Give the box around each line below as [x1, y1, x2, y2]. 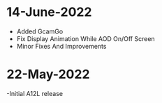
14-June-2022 [6, 4, 92, 20]
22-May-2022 [6, 67, 90, 82]
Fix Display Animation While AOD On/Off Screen [16, 34, 155, 42]
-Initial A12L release [6, 89, 64, 97]
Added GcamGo [16, 27, 64, 35]
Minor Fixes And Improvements [16, 42, 107, 50]
